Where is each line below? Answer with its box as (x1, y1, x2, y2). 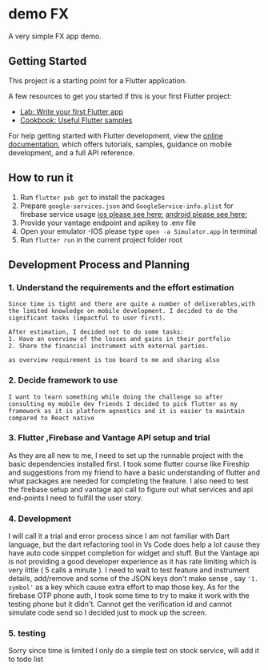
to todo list (8, 654, 44, 664)
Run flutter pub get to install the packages (19, 192, 166, 202)
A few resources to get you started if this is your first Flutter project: (8, 91, 232, 101)
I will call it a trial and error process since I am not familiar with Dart (8, 532, 230, 541)
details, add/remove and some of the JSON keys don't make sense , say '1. (8, 574, 258, 584)
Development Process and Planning (8, 258, 190, 271)
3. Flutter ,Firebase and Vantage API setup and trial (8, 432, 210, 443)
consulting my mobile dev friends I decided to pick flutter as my (8, 399, 238, 408)
